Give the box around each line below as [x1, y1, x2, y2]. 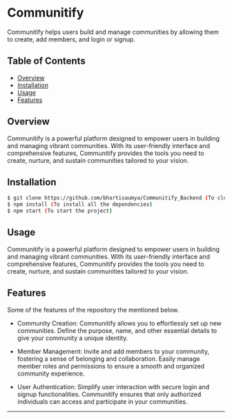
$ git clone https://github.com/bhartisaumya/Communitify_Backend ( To [7, 195, 215, 202]
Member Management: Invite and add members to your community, [17, 347, 209, 355]
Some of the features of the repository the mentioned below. [7, 305, 180, 314]
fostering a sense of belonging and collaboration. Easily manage [17, 355, 200, 363]
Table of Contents [7, 55, 86, 67]
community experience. [17, 369, 85, 377]
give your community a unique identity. [17, 334, 128, 342]
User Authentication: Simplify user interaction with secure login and [17, 382, 210, 391]
